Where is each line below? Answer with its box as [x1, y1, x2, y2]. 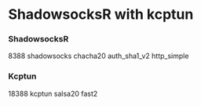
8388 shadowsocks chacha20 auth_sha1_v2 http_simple [8, 51, 189, 60]
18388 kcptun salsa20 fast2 [8, 89, 98, 98]
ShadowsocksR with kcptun [8, 5, 194, 24]
